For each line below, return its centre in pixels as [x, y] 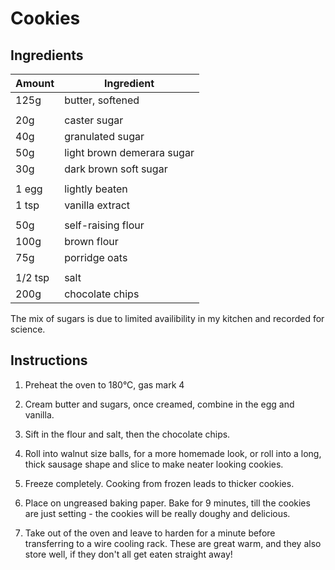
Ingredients [47, 55]
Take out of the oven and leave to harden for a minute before [150, 533]
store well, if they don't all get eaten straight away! [128, 554]
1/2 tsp [32, 277]
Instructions [49, 360]
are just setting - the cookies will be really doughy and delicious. [157, 513]
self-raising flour [104, 225]
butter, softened [102, 100]
